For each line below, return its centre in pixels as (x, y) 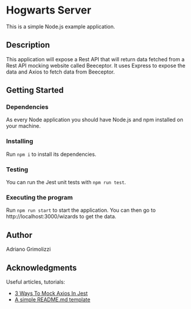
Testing (17, 170)
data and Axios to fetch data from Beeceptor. (61, 72)
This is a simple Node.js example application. (61, 26)
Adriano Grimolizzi (29, 249)
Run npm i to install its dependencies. (51, 154)
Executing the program (40, 197)
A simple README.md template (52, 299)
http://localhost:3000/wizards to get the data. (61, 217)
